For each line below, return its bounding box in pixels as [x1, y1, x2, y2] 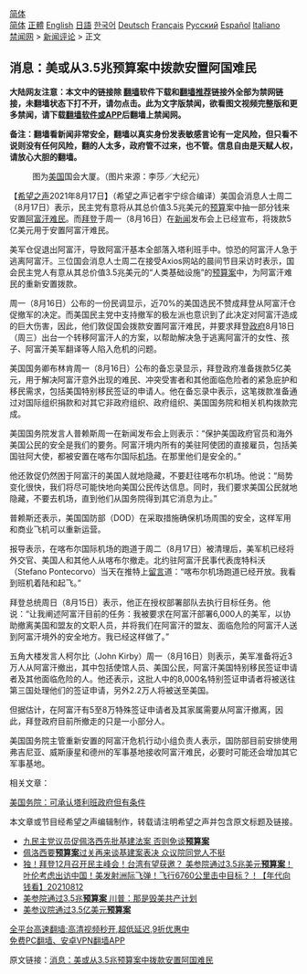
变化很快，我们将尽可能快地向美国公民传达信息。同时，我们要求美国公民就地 [9, 482, 298, 492]
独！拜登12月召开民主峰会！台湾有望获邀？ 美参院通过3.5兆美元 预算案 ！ [22, 858, 294, 869]
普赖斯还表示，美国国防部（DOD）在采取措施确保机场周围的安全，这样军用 [9, 512, 291, 523]
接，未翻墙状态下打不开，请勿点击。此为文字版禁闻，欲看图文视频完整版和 [9, 98, 290, 109]
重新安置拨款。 [25, 278, 82, 289]
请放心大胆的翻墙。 [9, 151, 82, 162]
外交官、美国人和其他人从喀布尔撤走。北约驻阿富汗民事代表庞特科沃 [9, 555, 266, 566]
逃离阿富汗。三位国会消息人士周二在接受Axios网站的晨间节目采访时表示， [9, 255, 287, 266]
